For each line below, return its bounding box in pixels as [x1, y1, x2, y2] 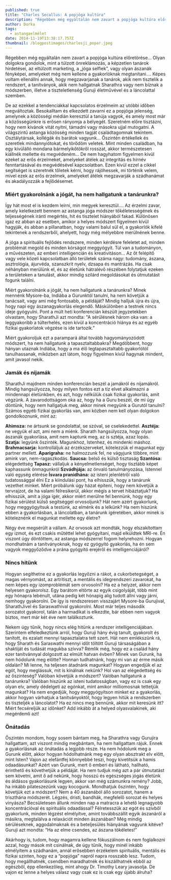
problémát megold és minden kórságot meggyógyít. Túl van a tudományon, [5, 245, 163, 251]
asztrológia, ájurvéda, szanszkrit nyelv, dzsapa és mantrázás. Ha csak [5, 261, 153, 267]
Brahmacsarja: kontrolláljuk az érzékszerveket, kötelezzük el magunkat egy [5, 445, 164, 451]
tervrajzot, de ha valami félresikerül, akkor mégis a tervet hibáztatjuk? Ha [5, 488, 158, 494]
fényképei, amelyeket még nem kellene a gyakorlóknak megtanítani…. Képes [5, 71, 166, 77]
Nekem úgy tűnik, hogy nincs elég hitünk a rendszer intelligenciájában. [5, 624, 154, 630]
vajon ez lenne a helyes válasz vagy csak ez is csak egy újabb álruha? [5, 869, 153, 875]
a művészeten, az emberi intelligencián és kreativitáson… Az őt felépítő [5, 250, 155, 256]
